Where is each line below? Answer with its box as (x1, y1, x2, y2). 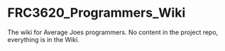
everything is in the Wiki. (7, 35, 79, 43)
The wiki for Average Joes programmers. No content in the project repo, (7, 28, 219, 36)
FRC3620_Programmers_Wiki (7, 5, 186, 21)
